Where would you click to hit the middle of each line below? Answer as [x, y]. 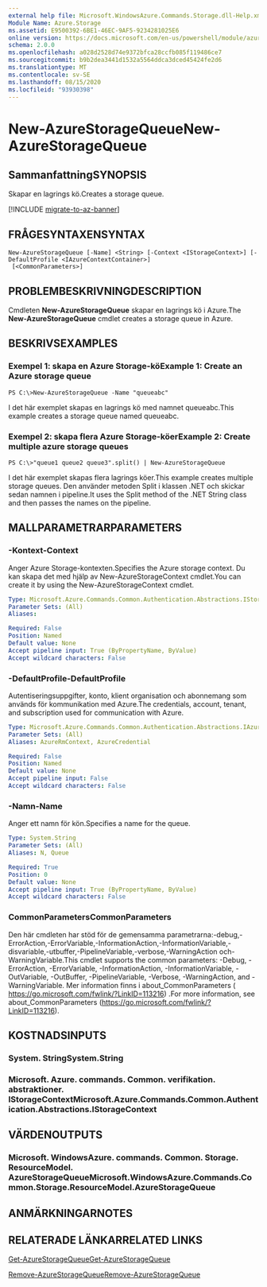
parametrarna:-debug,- [205, 934]
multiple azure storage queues [68, 446]
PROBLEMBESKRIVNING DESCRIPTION [105, 291]
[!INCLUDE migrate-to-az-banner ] [64, 209]
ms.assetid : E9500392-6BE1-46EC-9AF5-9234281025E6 [94, 30]
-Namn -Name [36, 806]
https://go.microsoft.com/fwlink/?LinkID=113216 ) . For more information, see [132, 994]
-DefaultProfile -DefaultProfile [67, 678]
